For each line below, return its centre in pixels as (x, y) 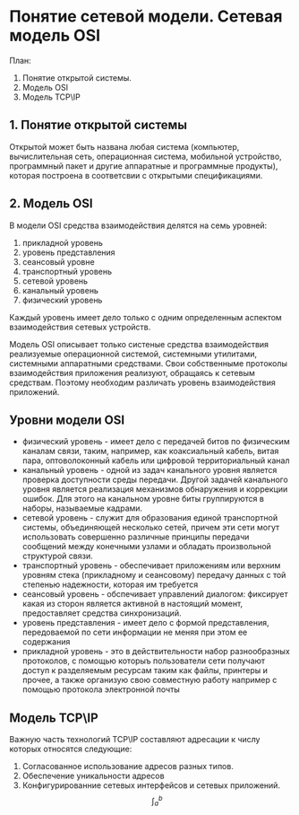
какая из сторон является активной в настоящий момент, (132, 604)
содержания (46, 642)
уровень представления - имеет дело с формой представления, (145, 623)
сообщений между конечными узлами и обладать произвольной (146, 547)
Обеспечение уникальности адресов (93, 776)
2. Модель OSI (51, 204)
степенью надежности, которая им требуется (110, 584)
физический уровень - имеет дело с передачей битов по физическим (156, 442)
